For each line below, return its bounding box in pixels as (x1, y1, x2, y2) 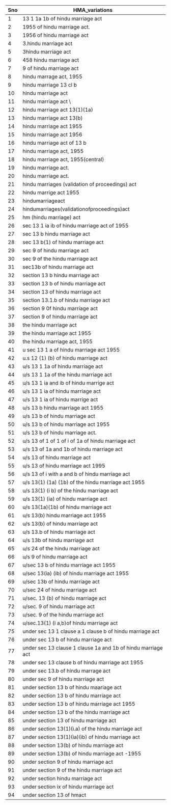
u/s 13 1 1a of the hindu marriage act (22, 371, 112, 378)
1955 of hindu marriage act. (22, 23, 90, 30)
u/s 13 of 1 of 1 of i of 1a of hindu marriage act (22, 438, 136, 444)
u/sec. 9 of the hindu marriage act (22, 611, 104, 618)
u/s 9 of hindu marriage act (22, 553, 88, 560)
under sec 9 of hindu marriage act (22, 676, 104, 682)
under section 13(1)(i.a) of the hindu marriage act (22, 726, 142, 732)
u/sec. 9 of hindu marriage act (22, 603, 95, 610)
